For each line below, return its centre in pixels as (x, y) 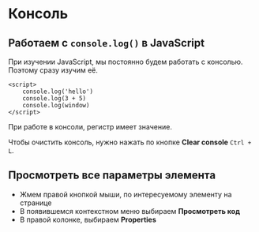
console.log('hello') (58, 92)
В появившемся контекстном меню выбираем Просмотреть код (130, 211)
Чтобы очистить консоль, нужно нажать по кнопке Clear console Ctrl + (130, 142)
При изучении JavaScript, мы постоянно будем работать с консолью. (126, 62)
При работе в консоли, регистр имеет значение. (90, 127)
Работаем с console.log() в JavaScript (107, 43)
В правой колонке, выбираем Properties (88, 219)
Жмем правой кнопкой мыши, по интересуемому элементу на (126, 194)
